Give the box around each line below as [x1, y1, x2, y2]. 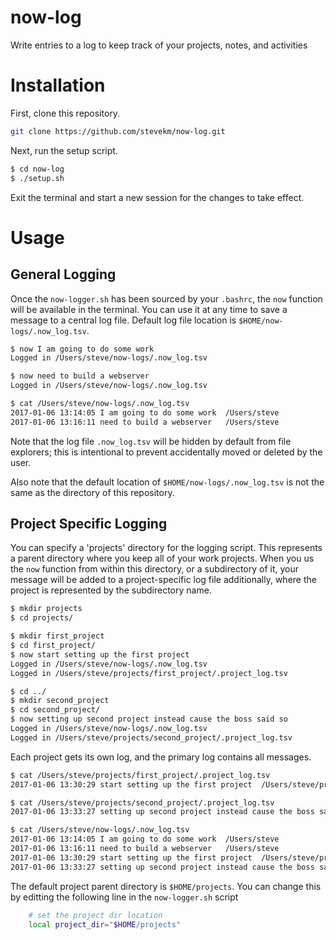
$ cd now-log [10, 164, 65, 174]
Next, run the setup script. [10, 144, 118, 156]
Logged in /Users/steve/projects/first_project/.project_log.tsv [10, 668, 288, 678]
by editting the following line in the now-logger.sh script [10, 891, 239, 903]
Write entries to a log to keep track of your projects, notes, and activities [10, 39, 308, 51]
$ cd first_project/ [10, 641, 97, 651]
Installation [10, 74, 106, 97]
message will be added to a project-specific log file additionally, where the [10, 574, 317, 586]
